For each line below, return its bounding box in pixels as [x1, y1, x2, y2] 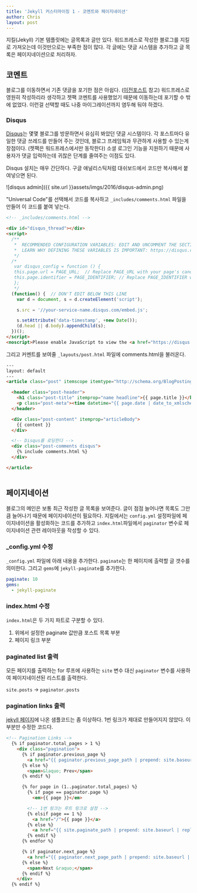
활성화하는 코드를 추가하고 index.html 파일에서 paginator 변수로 [36, 519, 183, 526]
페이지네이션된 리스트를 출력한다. [12, 674, 88, 681]
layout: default [6, 368, 46, 374]
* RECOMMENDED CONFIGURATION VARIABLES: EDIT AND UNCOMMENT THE [13, 242, 177, 248]
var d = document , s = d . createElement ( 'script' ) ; [16, 296, 143, 302]
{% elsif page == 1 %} [27, 811, 83, 817]
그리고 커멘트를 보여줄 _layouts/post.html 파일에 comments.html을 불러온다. [6, 350, 186, 358]
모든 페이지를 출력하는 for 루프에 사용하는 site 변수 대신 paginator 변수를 [6, 667, 175, 674]
